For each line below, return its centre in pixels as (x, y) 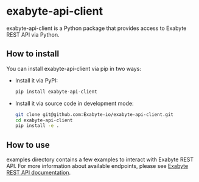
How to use (28, 145)
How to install (33, 54)
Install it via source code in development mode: (74, 103)
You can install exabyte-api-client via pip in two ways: (74, 68)
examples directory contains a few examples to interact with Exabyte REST (100, 159)
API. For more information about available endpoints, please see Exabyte (97, 166)
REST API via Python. (33, 34)
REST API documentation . (39, 173)
